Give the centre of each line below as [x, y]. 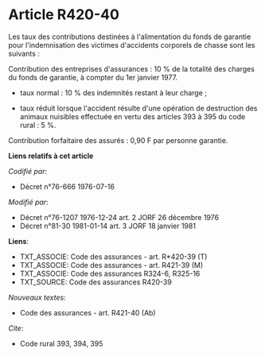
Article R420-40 [64, 15]
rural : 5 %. [38, 125]
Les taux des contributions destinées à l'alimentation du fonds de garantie [130, 37]
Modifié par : [29, 202]
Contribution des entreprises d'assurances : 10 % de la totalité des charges [131, 68]
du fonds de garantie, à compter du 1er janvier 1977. [93, 77]
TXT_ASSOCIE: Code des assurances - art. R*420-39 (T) [113, 257]
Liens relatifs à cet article [51, 156]
